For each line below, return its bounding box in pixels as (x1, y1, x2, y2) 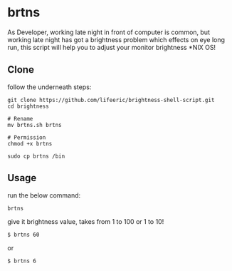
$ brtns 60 (7, 231, 40, 238)
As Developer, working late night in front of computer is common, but (7, 28, 210, 36)
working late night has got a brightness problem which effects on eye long (7, 35, 226, 44)
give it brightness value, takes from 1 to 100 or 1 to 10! (7, 217, 164, 225)
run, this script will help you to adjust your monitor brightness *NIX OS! (7, 43, 216, 51)
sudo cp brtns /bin (7, 153, 65, 160)
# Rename (7, 115, 33, 122)
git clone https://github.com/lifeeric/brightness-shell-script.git (7, 96, 215, 103)
